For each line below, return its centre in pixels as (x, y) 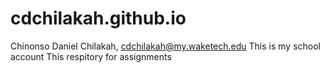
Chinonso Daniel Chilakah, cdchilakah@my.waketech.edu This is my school (165, 46)
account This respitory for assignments (91, 56)
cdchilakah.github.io (98, 18)
